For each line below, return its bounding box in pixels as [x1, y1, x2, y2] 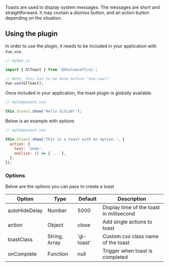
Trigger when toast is [102, 247, 152, 254]
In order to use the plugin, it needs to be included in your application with [5, 43, 157, 49]
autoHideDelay [8, 207, 43, 214]
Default [78, 195, 97, 203]
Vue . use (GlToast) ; [5, 81, 44, 86]
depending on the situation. [5, 15, 62, 21]
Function [47, 250, 68, 257]
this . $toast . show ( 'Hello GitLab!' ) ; [5, 109, 82, 114]
